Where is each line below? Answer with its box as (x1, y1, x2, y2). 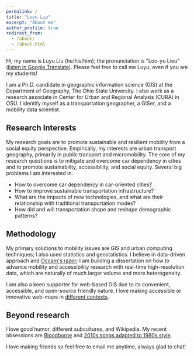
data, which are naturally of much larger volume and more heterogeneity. (6, 269, 182, 276)
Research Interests (6, 123, 77, 133)
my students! (6, 70, 37, 77)
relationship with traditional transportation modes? (14, 200, 136, 207)
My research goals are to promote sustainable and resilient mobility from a (6, 138, 185, 145)
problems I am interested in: (6, 169, 74, 176)
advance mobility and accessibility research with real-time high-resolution (6, 263, 185, 270)
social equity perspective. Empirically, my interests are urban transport (6, 145, 176, 152)
